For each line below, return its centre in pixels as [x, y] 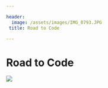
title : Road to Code [34, 28]
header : [16, 17]
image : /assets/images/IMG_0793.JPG [57, 22]
